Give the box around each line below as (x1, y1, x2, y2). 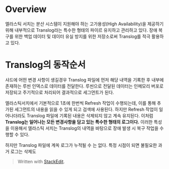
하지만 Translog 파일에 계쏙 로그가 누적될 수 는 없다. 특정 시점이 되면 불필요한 (5, 142, 157, 148)
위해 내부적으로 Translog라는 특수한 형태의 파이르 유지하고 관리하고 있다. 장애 (5, 27, 157, 33)
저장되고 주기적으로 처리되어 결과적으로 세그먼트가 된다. (5, 89, 114, 95)
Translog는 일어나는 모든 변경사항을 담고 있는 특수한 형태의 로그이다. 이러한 (5, 119, 153, 125)
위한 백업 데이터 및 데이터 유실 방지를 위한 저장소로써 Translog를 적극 (14, 33, 151, 39)
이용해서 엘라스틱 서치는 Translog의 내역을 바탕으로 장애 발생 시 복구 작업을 (10, 125, 159, 131)
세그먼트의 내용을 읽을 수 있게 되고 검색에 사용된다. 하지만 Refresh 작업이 (14, 106, 158, 112)
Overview (5, 4, 47, 15)
